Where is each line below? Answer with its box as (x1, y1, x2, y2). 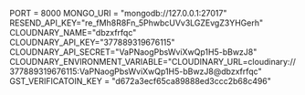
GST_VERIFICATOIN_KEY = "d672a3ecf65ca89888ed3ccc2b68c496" (9, 76, 272, 86)
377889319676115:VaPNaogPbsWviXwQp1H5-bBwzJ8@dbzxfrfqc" (9, 66, 262, 77)
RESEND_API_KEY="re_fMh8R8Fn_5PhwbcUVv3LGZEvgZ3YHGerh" (9, 17, 263, 28)
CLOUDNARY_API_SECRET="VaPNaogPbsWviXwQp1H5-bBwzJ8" (9, 47, 258, 58)
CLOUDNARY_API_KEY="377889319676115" (9, 37, 175, 47)
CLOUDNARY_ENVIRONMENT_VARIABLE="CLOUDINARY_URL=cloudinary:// (9, 57, 297, 67)
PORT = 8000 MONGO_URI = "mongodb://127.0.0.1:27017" (9, 8, 227, 18)
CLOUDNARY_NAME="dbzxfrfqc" (9, 27, 137, 37)
